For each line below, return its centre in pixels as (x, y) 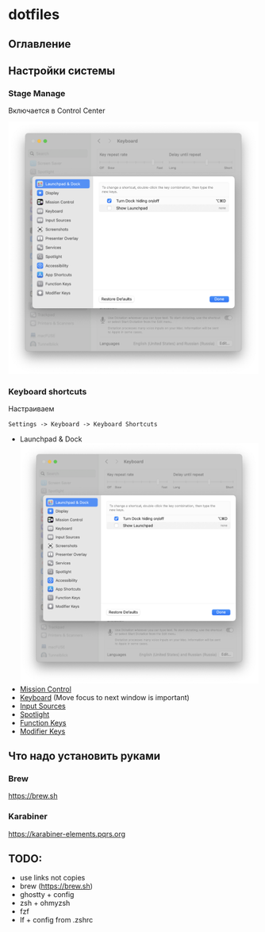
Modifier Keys (42, 731)
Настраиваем (31, 409)
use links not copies (52, 878)
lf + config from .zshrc (56, 920)
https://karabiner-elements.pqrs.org (67, 834)
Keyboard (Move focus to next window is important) (105, 697)
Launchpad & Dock (51, 439)
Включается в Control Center (57, 111)
